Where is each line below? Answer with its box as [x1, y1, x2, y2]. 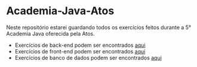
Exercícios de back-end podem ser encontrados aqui [14, 42, 146, 49]
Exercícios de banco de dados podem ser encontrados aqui [14, 54, 162, 61]
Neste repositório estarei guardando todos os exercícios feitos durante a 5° [6, 24, 192, 31]
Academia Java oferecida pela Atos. [6, 30, 95, 37]
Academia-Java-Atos [6, 4, 115, 18]
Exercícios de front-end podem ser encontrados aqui [14, 47, 146, 55]
